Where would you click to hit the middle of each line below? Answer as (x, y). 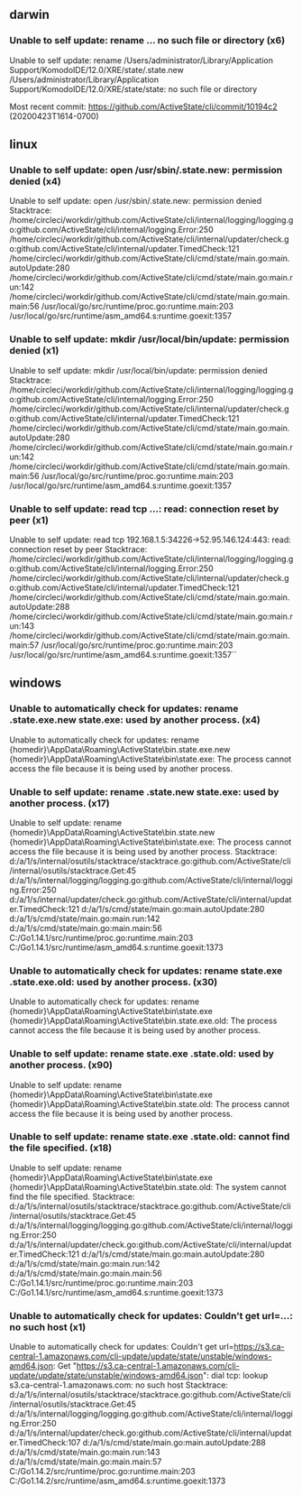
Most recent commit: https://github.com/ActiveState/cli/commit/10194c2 (143, 106)
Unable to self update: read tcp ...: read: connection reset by (144, 509)
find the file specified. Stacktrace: (72, 1196)
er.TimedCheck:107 (45, 1443)
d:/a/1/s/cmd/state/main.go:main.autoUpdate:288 (174, 1443)
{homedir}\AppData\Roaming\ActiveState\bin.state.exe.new (120, 749)
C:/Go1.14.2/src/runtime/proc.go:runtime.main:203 (102, 1472)
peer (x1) (29, 520)
